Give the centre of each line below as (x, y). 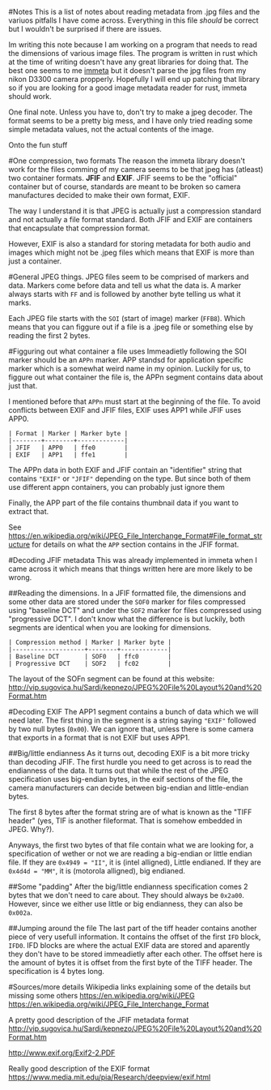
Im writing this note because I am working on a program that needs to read (133, 45)
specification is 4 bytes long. (57, 971)
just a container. (35, 261)
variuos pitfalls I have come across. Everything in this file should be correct (133, 20)
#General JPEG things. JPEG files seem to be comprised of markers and (129, 277)
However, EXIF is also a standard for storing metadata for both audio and (129, 244)
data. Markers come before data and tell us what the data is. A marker (125, 285)
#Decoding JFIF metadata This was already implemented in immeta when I (133, 560)
